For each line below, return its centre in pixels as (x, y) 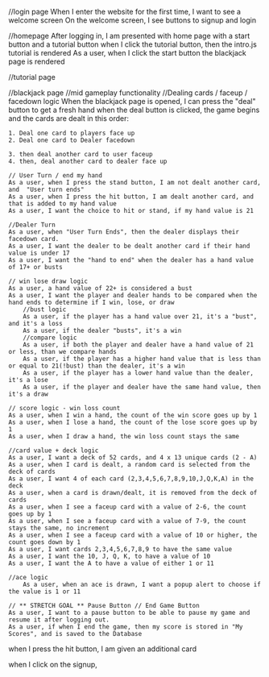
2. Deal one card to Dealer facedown (72, 140)
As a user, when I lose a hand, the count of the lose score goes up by (133, 422)
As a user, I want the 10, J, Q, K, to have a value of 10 (110, 556)
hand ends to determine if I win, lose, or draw (91, 302)
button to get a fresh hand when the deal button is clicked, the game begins (134, 110)
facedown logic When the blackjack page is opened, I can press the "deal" (132, 101)
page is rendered (37, 61)
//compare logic (50, 338)
